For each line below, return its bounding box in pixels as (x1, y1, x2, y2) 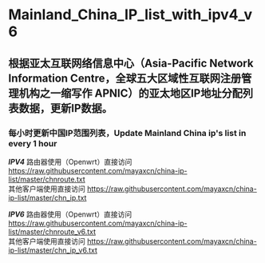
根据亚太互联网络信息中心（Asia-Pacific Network (8, 56, 254, 70)
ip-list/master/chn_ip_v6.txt (8, 245, 97, 255)
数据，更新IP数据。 (18, 102, 113, 115)
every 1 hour (8, 137, 57, 149)
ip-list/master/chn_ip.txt (8, 193, 87, 202)
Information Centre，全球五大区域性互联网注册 (8, 71, 242, 85)
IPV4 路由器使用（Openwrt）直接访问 (8, 157, 132, 166)
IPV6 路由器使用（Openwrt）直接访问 (8, 209, 132, 219)
